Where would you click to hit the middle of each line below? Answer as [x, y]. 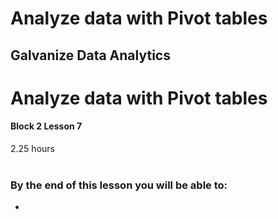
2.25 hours [32, 148]
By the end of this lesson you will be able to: [119, 185]
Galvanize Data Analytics [90, 55]
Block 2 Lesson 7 [46, 126]
